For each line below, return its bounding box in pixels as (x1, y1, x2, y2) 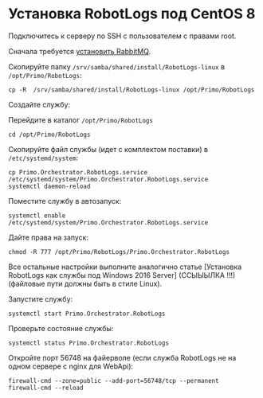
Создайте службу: (8, 99, 70, 109)
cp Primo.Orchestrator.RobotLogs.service (8, 168, 148, 176)
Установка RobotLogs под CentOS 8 (8, 5, 256, 23)
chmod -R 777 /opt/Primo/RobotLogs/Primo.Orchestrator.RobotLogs (8, 248, 230, 256)
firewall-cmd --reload (8, 384, 84, 392)
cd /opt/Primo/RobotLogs (8, 131, 91, 139)
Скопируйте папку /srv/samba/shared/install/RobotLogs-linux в (8, 61, 226, 72)
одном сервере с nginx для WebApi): (8, 361, 134, 371)
